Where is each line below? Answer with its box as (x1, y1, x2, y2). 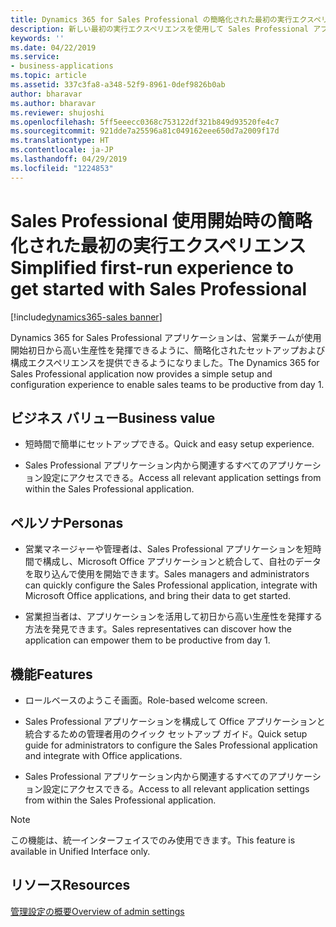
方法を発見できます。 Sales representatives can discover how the (24, 623, 292, 635)
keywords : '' (10, 33, 65, 43)
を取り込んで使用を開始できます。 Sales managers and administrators (24, 568, 310, 580)
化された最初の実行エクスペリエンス (10, 234, 307, 257)
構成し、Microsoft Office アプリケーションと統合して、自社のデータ (42, 556, 322, 568)
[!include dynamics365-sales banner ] (10, 311, 163, 323)
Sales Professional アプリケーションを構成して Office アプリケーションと (24, 716, 326, 727)
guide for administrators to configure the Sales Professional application (24, 739, 318, 751)
